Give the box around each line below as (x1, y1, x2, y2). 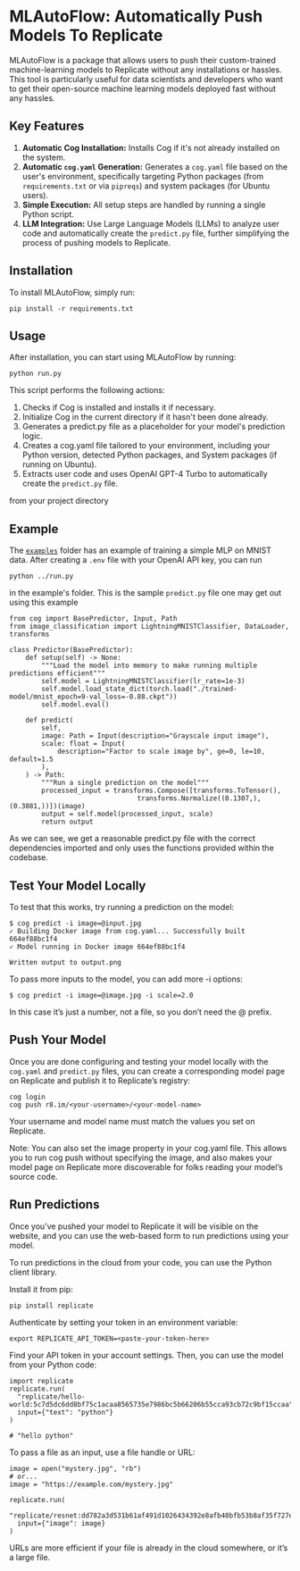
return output (41, 817, 94, 827)
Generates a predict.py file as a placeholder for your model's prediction (21, 422, 286, 432)
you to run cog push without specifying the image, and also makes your (9, 1152, 273, 1163)
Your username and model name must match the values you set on (9, 1116, 255, 1126)
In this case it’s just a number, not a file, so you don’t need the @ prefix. (9, 1007, 272, 1017)
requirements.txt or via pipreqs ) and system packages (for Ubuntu (21, 180, 271, 191)
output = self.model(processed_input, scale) (41, 810, 214, 819)
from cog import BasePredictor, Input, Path (9, 614, 178, 623)
